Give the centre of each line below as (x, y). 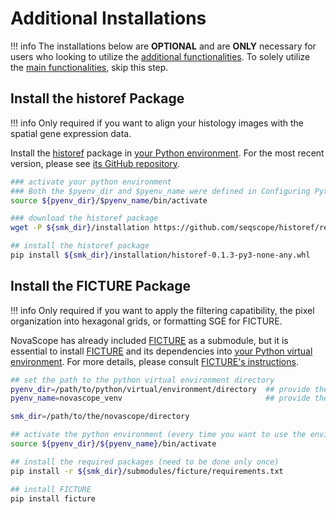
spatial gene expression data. (71, 133)
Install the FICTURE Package (101, 286)
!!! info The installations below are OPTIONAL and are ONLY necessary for (163, 46)
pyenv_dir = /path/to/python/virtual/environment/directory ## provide (160, 389)
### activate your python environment (91, 182)
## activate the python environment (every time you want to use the (158, 435)
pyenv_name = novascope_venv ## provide (160, 398)
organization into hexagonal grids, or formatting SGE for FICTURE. (146, 321)
